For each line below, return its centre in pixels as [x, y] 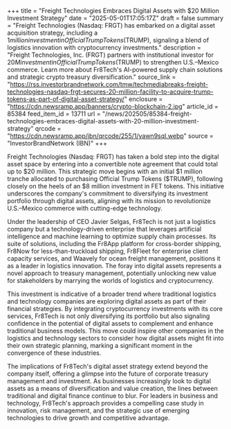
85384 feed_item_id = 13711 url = [54, 114]
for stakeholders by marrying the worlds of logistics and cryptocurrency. [111, 280]
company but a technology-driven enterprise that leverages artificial [104, 229]
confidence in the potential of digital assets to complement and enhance [110, 323]
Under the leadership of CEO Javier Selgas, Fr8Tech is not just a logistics [112, 221]
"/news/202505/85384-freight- [147, 114]
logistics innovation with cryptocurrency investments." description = [104, 47]
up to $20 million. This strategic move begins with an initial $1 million [105, 171]
